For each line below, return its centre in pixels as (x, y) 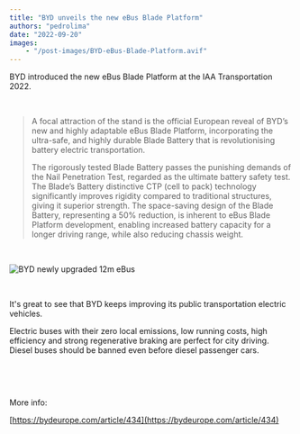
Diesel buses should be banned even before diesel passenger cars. (134, 350)
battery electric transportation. (88, 150)
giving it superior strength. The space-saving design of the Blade (152, 206)
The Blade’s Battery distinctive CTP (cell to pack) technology (144, 186)
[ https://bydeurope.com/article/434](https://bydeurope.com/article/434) (144, 420)
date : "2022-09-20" (46, 34)
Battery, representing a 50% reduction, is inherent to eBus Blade (151, 215)
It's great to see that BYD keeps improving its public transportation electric (148, 304)
